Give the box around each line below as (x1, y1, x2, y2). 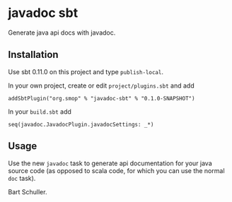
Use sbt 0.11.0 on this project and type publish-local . (8, 67, 163, 76)
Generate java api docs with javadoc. (8, 28, 116, 37)
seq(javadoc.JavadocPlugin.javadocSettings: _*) (8, 121, 154, 128)
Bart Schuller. (8, 187, 47, 196)
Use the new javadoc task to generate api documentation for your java (8, 159, 213, 167)
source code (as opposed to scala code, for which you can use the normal (8, 166, 225, 174)
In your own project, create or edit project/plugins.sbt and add (8, 81, 195, 90)
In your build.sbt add (8, 107, 71, 116)
